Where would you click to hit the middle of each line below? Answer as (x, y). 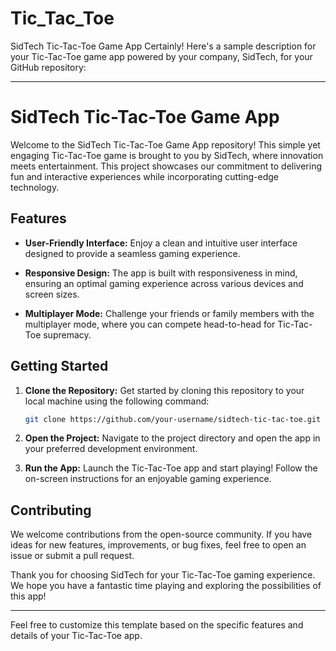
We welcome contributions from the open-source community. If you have (161, 534)
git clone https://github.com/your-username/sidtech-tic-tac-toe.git (173, 419)
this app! (28, 596)
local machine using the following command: (117, 401)
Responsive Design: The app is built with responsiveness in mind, (161, 273)
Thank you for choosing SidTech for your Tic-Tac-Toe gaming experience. (163, 575)
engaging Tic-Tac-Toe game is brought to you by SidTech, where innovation (167, 155)
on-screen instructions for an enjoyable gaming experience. (148, 479)
